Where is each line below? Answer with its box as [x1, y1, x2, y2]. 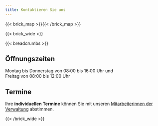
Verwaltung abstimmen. [5, 106, 54, 112]
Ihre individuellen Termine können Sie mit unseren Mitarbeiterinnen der [5, 101, 153, 107]
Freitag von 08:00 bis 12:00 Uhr [5, 73, 70, 79]
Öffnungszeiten [5, 55, 55, 63]
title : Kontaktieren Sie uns [5, 7, 66, 12]
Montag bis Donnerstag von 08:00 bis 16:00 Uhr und [5, 68, 114, 74]
